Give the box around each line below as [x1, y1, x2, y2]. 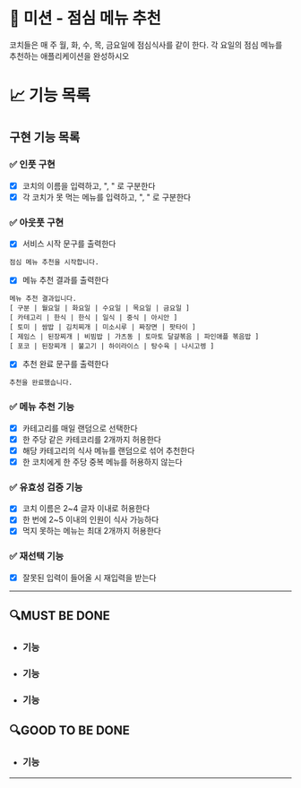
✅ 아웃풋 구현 [9, 216, 64, 228]
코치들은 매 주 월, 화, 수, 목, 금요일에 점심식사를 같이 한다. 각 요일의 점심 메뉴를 [9, 39, 283, 50]
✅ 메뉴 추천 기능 [9, 400, 74, 413]
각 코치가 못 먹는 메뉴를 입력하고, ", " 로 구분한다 [21, 192, 191, 202]
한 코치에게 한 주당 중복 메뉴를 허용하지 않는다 [21, 456, 183, 467]
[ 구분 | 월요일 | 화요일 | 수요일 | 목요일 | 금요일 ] [9, 304, 190, 313]
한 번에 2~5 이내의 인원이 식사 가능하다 [21, 514, 159, 525]
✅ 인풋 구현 [9, 158, 56, 171]
